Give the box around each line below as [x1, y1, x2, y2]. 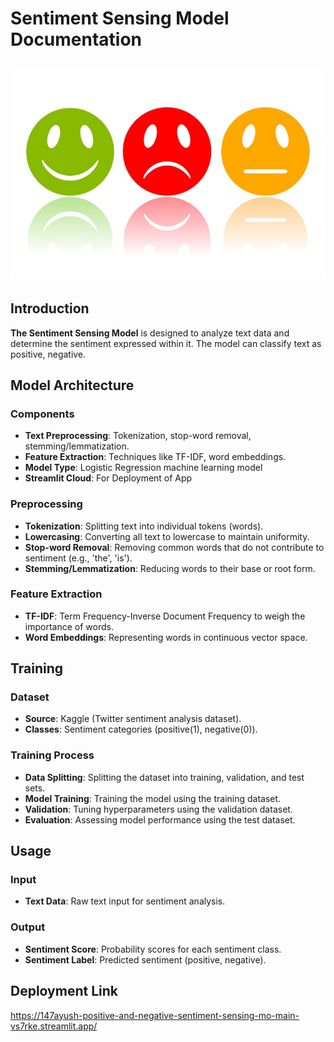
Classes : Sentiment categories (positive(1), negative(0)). [24, 723, 258, 736]
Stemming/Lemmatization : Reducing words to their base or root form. [24, 562, 316, 574]
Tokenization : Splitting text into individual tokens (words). [24, 520, 264, 532]
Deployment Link [10, 983, 118, 1000]
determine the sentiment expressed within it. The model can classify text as [10, 337, 322, 349]
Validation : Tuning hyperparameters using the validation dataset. [24, 803, 293, 815]
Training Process [10, 748, 95, 762]
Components [10, 407, 75, 421]
